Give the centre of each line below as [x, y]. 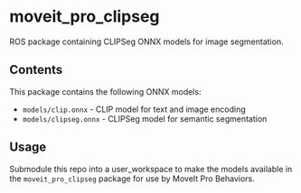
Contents [36, 70]
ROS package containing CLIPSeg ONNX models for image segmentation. [146, 41]
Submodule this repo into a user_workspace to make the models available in [151, 169]
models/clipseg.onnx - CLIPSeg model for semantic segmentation [145, 118]
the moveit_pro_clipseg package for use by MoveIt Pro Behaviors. [132, 179]
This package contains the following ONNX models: [105, 91]
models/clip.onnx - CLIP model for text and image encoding [134, 109]
